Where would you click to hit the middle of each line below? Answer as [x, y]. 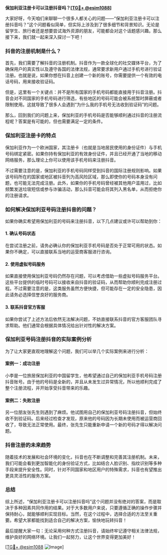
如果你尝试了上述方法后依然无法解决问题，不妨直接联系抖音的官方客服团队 [81, 319]
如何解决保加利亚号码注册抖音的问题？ [51, 210]
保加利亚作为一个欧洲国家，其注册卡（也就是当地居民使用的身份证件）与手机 [83, 147]
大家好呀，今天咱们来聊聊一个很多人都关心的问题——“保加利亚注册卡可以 [80, 18]
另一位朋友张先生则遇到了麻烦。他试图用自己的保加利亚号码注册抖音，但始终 [83, 412]
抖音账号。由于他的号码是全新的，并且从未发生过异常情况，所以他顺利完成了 [83, 382]
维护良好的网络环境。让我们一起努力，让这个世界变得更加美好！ [70, 537]
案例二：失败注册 [23, 400]
